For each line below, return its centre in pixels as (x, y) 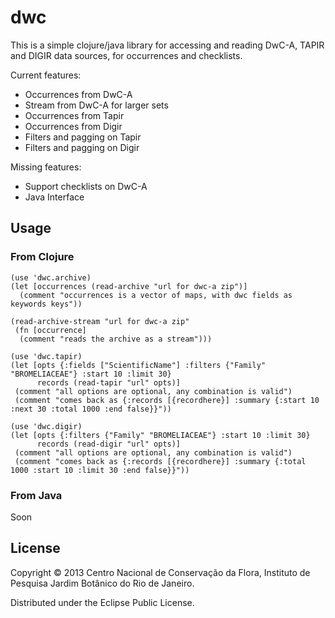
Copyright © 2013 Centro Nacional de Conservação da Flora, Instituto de (160, 572)
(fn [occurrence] (50, 330)
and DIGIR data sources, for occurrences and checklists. (126, 55)
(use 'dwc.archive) (51, 277)
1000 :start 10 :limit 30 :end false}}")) (100, 470)
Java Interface (54, 197)
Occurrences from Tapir (74, 115)
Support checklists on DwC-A (86, 186)
